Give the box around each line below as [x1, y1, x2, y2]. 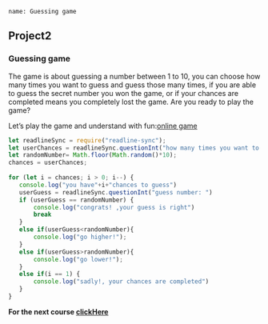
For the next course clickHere [8, 306, 109, 316]
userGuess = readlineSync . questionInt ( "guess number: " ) [18, 188, 214, 196]
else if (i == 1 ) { [18, 270, 81, 278]
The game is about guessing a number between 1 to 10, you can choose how [8, 71, 261, 81]
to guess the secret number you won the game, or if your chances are [8, 88, 238, 98]
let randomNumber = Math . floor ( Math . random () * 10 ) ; [8, 151, 178, 159]
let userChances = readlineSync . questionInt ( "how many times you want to [8, 144, 260, 152]
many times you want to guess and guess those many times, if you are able [8, 80, 257, 90]
